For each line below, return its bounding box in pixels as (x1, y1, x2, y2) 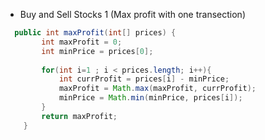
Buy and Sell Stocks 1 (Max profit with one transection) (19, 9, 246, 20)
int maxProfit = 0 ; (41, 37, 123, 47)
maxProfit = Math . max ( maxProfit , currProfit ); (58, 84, 257, 94)
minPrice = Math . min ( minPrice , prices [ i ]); (58, 93, 243, 103)
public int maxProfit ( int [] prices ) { (14, 28, 177, 38)
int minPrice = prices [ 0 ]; (41, 46, 154, 56)
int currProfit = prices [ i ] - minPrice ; (58, 74, 230, 84)
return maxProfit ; (41, 111, 118, 121)
